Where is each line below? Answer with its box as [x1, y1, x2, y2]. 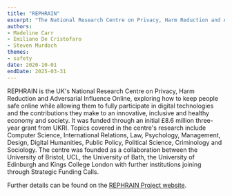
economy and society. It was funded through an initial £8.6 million [7, 116, 195, 124]
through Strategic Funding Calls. [7, 167, 99, 176]
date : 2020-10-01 [7, 61, 57, 68]
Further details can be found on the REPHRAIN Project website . [7, 181, 187, 189]
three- [195, 116, 214, 124]
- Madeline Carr [7, 29, 54, 37]
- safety [7, 55, 32, 62]
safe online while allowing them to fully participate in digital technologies [7, 101, 214, 110]
